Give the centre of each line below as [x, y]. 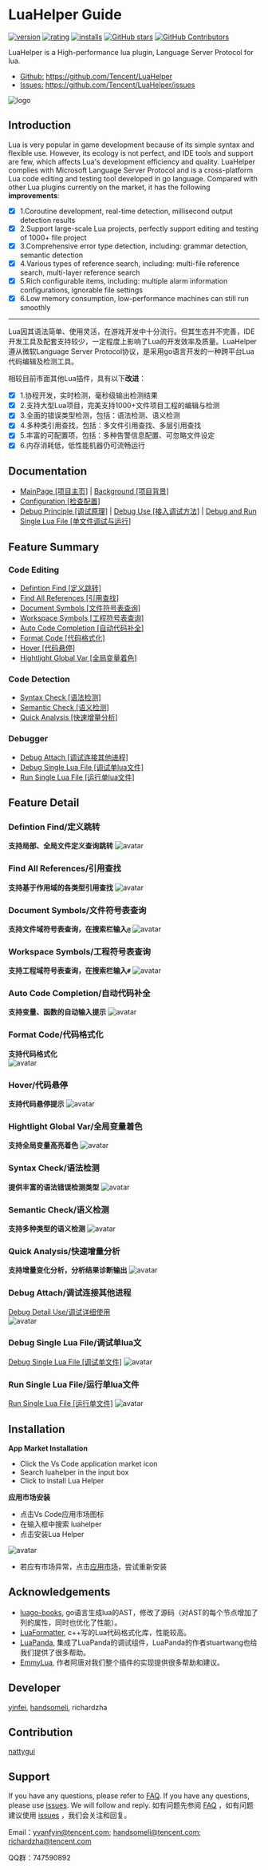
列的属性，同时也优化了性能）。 [71, 1622]
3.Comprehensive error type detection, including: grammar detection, [134, 246]
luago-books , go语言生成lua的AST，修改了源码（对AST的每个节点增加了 [139, 1612]
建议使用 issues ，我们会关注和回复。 [70, 1816]
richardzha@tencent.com [50, 1841]
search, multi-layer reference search [80, 272]
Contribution [41, 1732]
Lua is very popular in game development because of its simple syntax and [131, 145]
